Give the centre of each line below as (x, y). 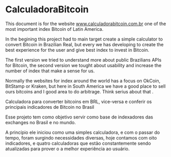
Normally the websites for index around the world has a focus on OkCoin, (83, 81)
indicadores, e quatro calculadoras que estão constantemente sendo (78, 143)
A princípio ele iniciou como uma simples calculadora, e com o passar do (83, 132)
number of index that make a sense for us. (50, 71)
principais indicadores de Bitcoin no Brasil (50, 107)
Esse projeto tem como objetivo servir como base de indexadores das (79, 117)
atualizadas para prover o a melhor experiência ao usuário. (68, 149)
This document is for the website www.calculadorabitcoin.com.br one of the (86, 24)
